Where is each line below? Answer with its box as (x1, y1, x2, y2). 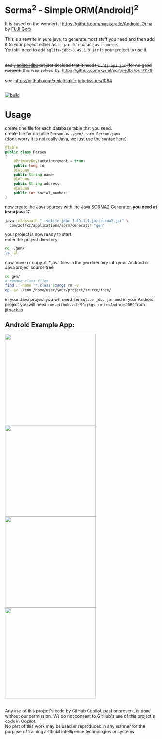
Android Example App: (5, 321, 74, 329)
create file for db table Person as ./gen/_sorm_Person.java (5, 131, 120, 137)
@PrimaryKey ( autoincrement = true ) (14, 158, 86, 163)
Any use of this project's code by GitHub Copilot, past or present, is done (5, 708, 151, 714)
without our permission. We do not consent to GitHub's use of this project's (5, 713, 156, 719)
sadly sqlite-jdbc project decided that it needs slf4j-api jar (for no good (5, 62, 152, 68)
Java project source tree (5, 264, 54, 270)
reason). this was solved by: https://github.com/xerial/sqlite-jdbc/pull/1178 (5, 68, 153, 73)
